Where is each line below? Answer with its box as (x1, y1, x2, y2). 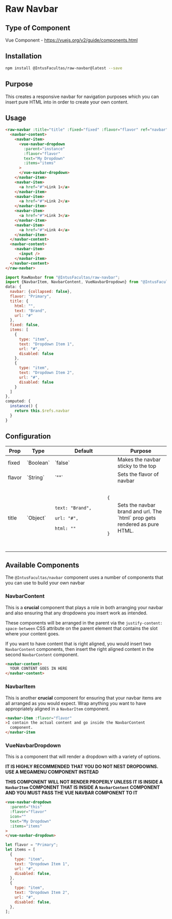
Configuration (5, 432, 51, 441)
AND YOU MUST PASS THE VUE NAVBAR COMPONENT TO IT (5, 790, 138, 796)
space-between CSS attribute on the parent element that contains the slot (5, 625, 158, 631)
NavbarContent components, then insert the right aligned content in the (5, 646, 154, 652)
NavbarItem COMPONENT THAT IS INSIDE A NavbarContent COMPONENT (5, 784, 160, 790)
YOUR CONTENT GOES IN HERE (10, 666, 68, 671)
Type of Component (5, 24, 71, 32)
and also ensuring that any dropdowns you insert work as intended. (5, 610, 147, 616)
